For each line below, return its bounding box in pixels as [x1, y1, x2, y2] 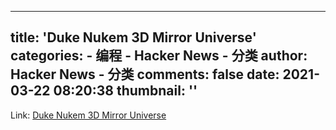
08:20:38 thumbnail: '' [53, 82, 198, 100]
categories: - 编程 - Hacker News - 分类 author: [10, 47, 308, 65]
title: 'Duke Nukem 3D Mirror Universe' [10, 29, 257, 46]
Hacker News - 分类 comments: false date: [10, 66, 280, 83]
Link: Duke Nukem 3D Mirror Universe [10, 109, 167, 121]
